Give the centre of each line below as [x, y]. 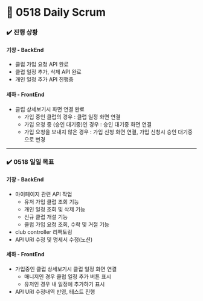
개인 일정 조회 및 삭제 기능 [55, 209]
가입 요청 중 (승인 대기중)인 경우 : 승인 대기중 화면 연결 [88, 124]
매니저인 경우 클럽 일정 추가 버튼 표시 [68, 276]
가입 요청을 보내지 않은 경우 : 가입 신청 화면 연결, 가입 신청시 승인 [100, 132]
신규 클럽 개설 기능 [46, 216]
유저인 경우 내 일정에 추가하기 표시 [64, 284]
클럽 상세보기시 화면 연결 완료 [50, 109]
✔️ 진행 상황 [22, 33]
